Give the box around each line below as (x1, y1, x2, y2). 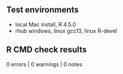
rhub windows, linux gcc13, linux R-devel (15, 27, 117, 34)
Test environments (6, 5, 79, 15)
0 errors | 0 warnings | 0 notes (6, 60, 83, 68)
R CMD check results (6, 45, 87, 55)
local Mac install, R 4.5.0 (15, 20, 76, 28)
